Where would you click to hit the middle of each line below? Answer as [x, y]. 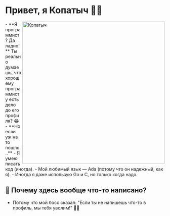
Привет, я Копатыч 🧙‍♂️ [54, 10]
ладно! [13, 45]
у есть [12, 99]
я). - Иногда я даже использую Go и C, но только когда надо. [71, 174]
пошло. [13, 147]
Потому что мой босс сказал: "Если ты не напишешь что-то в [79, 202]
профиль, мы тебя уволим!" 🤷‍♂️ [46, 208]
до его [12, 110]
